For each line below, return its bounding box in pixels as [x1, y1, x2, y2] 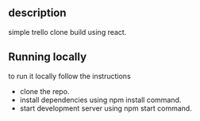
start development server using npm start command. [19, 103, 192, 113]
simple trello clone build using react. [8, 27, 127, 36]
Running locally [8, 51, 87, 64]
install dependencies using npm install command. [19, 95, 182, 104]
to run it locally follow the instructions [8, 71, 131, 81]
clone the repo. [19, 86, 70, 96]
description [8, 6, 67, 20]
